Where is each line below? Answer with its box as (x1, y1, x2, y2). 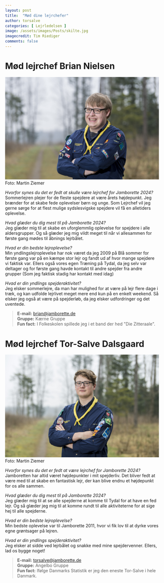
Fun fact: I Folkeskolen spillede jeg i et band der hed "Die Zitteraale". (17, 321, 155, 327)
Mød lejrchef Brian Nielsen (5, 61, 115, 72)
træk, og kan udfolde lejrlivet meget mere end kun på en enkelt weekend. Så (5, 291, 159, 297)
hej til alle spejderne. (5, 508, 47, 514)
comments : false (5, 39, 38, 44)
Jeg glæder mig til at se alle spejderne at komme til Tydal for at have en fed (5, 498, 157, 504)
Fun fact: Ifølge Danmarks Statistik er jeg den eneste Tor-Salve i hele (17, 568, 156, 574)
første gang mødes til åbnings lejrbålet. (5, 235, 84, 242)
